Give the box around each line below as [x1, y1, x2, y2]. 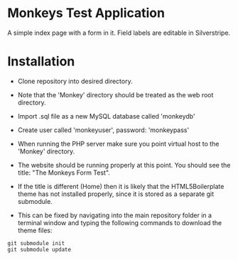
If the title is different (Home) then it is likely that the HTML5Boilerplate [17, 182, 225, 190]
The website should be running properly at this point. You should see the [17, 161, 231, 169]
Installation [7, 53, 75, 70]
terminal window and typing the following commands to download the [17, 218, 222, 227]
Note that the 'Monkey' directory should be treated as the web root [17, 90, 214, 99]
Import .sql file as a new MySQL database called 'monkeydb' [17, 112, 195, 120]
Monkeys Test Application [7, 5, 166, 21]
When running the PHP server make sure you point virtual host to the [17, 139, 220, 148]
